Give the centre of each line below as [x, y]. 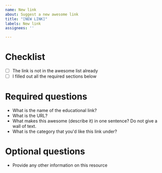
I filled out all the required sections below [54, 76]
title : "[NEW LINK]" [27, 19]
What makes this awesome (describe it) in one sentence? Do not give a [85, 121]
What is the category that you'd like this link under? [65, 131]
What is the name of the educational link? [54, 111]
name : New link [21, 10]
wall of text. [24, 126]
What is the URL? [30, 116]
